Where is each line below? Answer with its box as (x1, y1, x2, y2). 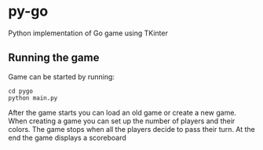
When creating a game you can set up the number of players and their (8, 116, 236, 126)
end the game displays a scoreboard (8, 133, 127, 142)
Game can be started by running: (8, 71, 115, 81)
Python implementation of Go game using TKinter (8, 28, 169, 38)
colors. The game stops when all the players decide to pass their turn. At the (8, 124, 255, 134)
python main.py (8, 93, 58, 102)
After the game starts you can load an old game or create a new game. (8, 108, 237, 117)
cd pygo (8, 87, 34, 95)
